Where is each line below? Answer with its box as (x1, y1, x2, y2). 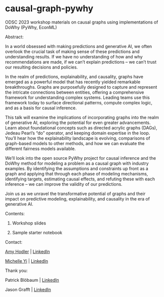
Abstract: (5, 34, 23, 40)
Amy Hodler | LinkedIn (5, 248, 50, 254)
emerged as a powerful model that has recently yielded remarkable (5, 79, 141, 85)
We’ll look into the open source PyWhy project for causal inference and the (5, 155, 156, 161)
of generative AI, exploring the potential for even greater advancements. (5, 120, 151, 125)
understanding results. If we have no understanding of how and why (5, 53, 143, 59)
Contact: (5, 239, 23, 245)
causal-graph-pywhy (5, 3, 94, 14)
